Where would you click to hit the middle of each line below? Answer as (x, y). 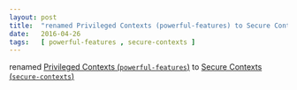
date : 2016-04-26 (45, 34)
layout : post (33, 17)
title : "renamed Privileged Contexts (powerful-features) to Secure (140, 26)
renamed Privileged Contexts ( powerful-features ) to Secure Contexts (136, 67)
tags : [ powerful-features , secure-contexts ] (103, 42)
